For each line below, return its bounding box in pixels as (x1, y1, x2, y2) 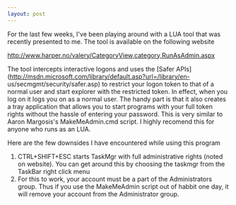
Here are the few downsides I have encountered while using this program (7, 139, 221, 147)
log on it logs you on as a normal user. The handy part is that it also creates (7, 95, 226, 103)
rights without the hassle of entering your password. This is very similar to (7, 110, 223, 118)
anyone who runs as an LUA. (7, 124, 91, 133)
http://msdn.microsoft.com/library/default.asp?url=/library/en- (9, 72, 191, 81)
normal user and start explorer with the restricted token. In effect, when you (7, 87, 228, 95)
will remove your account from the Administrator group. (17, 189, 179, 198)
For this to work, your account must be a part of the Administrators (17, 175, 213, 183)
